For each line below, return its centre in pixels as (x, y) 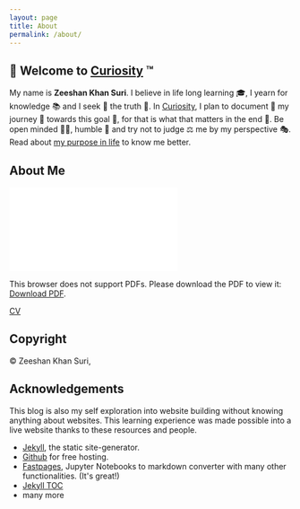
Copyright (38, 339)
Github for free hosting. (65, 456)
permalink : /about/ (46, 34)
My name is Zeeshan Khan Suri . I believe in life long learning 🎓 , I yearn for (149, 93)
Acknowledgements (67, 389)
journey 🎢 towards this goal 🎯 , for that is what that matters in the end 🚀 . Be (147, 119)
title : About (34, 26)
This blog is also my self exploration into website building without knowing (146, 410)
